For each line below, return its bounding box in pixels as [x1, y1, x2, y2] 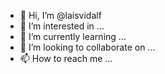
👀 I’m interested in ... [19, 20, 105, 32]
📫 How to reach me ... [19, 53, 113, 64]
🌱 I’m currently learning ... [19, 31, 127, 42]
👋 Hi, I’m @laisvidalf [19, 10, 102, 21]
